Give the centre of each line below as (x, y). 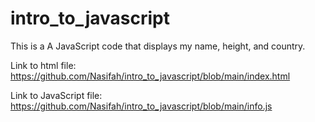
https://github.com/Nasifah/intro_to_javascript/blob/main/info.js (141, 106)
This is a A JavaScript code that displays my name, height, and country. (158, 46)
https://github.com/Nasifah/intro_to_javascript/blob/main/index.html (150, 76)
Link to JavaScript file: (56, 95)
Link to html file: (43, 65)
